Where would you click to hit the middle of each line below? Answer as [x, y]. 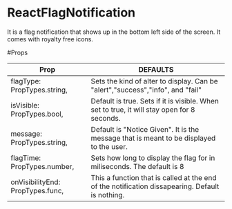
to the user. [109, 146]
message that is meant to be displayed [153, 138]
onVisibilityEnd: [36, 182]
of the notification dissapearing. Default [155, 186]
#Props [18, 52]
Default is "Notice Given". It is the [145, 129]
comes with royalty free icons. [50, 39]
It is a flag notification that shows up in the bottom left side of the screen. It [114, 32]
